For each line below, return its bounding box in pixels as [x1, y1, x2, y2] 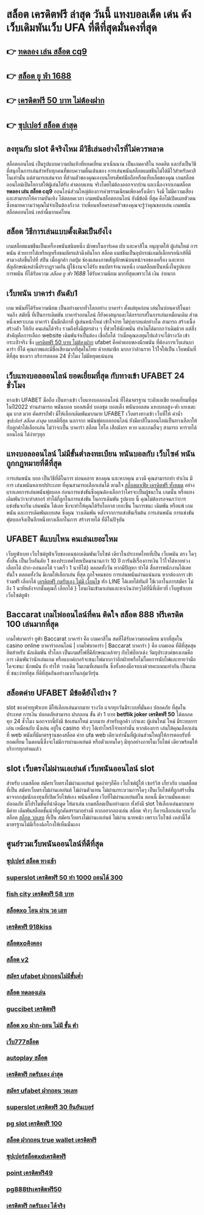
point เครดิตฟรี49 [6, 1169, 53, 1177]
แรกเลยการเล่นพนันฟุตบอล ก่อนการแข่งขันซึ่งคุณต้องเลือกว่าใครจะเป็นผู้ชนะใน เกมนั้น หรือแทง [6, 488, 195, 496]
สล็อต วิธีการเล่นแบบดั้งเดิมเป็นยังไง [6, 226, 111, 237]
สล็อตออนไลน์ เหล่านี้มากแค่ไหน [6, 208, 71, 215]
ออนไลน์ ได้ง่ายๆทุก [6, 431, 46, 438]
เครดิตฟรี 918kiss [6, 923, 52, 931]
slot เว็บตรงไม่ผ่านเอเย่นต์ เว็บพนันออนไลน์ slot [6, 763, 155, 774]
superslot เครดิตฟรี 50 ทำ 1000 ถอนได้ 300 [6, 873, 123, 882]
